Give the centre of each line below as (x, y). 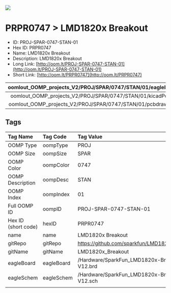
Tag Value (90, 137)
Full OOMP (21, 205)
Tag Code (55, 137)
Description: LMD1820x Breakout (47, 58)
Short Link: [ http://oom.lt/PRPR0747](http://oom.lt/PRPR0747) (77, 74)
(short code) (23, 227)
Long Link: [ (25, 64)
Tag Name (20, 137)
